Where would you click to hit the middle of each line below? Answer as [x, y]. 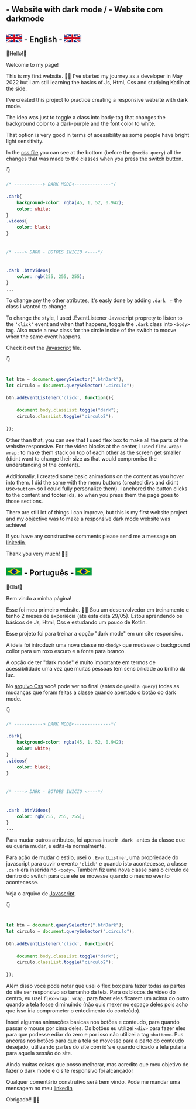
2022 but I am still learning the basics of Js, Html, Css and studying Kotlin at [98, 83]
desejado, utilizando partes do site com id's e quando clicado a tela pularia [96, 1047]
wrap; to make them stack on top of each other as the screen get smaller [94, 452]
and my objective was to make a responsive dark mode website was [88, 519]
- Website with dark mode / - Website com [85, 10]
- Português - [49, 573]
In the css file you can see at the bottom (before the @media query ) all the [94, 153]
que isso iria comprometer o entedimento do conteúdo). [73, 1011]
